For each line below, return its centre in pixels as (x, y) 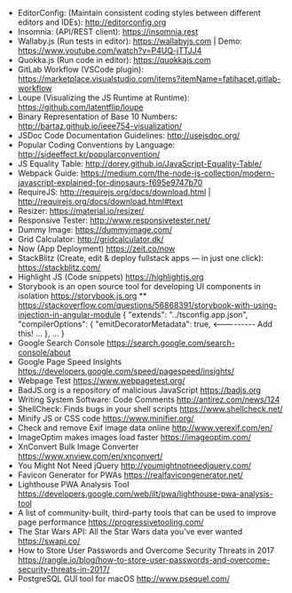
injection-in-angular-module (69, 315)
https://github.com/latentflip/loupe (80, 107)
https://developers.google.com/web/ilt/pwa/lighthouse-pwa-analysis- (145, 494)
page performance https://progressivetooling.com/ (110, 522)
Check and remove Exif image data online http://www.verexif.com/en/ (145, 428)
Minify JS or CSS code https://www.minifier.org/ (106, 418)
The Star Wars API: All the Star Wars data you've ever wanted (130, 531)
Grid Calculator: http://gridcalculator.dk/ (91, 239)
